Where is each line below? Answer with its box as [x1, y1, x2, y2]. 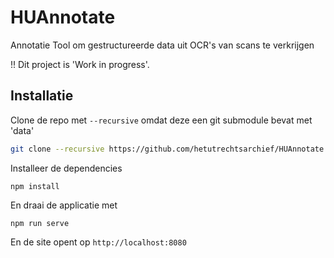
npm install [10, 181, 60, 191]
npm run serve [10, 218, 70, 228]
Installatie [10, 87, 74, 105]
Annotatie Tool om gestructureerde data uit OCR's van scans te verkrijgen [10, 39, 315, 51]
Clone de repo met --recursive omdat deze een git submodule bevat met [10, 114, 313, 126]
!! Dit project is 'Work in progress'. [10, 58, 150, 70]
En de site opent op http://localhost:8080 [10, 236, 187, 248]
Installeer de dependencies [10, 162, 123, 174]
